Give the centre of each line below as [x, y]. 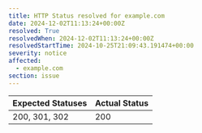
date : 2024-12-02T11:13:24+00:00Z [67, 23]
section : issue [34, 76]
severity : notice [38, 53]
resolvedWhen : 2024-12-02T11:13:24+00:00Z [81, 38]
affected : [25, 61]
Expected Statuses [50, 103]
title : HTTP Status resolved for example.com [86, 16]
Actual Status [121, 103]
